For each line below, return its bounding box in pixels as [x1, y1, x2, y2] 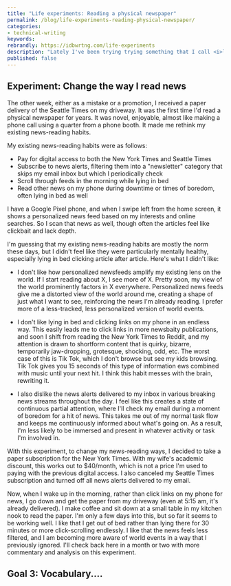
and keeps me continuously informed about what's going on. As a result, [16, 419, 223, 427]
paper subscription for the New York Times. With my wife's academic [7, 454, 204, 462]
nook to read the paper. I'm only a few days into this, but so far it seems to [7, 511, 218, 520]
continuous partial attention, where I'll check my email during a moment [16, 404, 220, 412]
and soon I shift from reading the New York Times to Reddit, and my [16, 332, 210, 341]
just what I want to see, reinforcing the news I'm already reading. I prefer [16, 297, 223, 305]
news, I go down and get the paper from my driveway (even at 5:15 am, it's [7, 496, 219, 505]
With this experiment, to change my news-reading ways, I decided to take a [7, 447, 221, 455]
